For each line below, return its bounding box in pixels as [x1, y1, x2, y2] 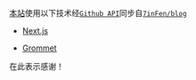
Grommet [21, 43, 57, 53]
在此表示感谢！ [9, 61, 64, 71]
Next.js [21, 26, 49, 36]
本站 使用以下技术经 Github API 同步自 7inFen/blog [9, 8, 187, 18]
